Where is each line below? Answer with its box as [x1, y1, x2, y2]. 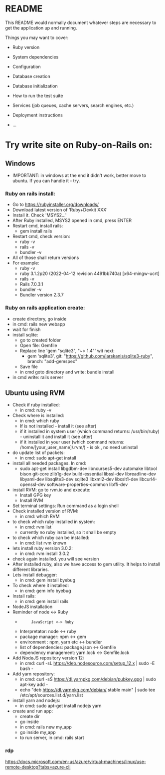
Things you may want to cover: [5, 34, 69, 40]
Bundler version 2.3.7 [19, 292, 64, 298]
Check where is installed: [12, 412, 64, 418]
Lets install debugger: [12, 572, 57, 578]
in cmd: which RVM [19, 513, 60, 519]
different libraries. [12, 566, 49, 572]
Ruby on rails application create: [5, 304, 85, 311]
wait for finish [12, 326, 41, 332]
